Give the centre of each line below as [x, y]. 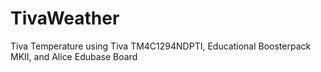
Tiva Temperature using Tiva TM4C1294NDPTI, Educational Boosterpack [161, 46]
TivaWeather [65, 18]
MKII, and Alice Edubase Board [74, 56]
